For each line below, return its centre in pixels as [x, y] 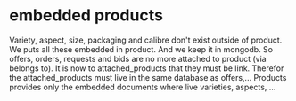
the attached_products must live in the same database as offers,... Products [148, 77]
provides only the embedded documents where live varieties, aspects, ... [143, 87]
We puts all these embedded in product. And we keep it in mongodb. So [141, 49]
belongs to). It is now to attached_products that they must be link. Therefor [147, 68]
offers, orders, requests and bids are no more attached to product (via [138, 58]
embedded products [86, 16]
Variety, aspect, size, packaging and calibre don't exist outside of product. [146, 40]
